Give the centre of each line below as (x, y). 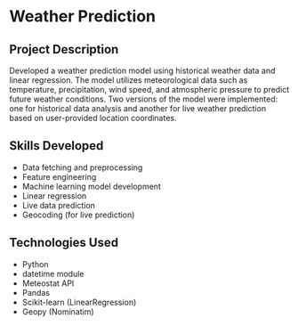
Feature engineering (59, 176)
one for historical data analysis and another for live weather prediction (138, 108)
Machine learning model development (92, 186)
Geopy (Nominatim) (58, 311)
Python (35, 264)
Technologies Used (64, 243)
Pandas (36, 292)
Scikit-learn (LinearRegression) (79, 302)
